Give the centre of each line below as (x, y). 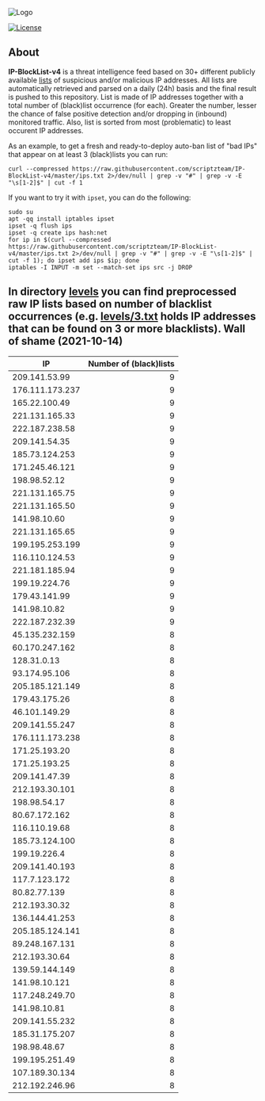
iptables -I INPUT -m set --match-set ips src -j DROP (100, 267)
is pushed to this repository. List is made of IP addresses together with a (126, 97)
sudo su (21, 212)
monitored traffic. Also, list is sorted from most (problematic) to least (120, 122)
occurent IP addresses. (46, 130)
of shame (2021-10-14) (66, 341)
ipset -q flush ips (40, 226)
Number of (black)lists (132, 363)
